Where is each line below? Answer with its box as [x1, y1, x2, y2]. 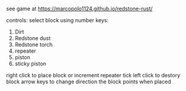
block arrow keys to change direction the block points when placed [6, 78, 171, 85]
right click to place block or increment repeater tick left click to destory [6, 72, 181, 78]
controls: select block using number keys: [6, 17, 109, 23]
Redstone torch [14, 41, 53, 48]
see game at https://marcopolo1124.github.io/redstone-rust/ [6, 5, 153, 12]
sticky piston [14, 60, 46, 67]
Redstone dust [14, 35, 51, 41]
